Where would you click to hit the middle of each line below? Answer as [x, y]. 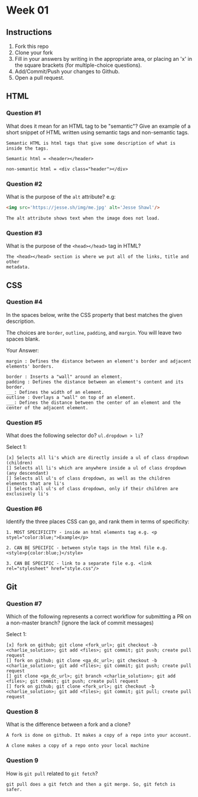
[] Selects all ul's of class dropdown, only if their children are [92, 489]
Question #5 [24, 422]
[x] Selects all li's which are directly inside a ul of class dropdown [98, 458]
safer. [14, 789]
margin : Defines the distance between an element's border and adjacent [99, 361]
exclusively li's [27, 494]
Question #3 [24, 233]
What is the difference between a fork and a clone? [69, 724]
